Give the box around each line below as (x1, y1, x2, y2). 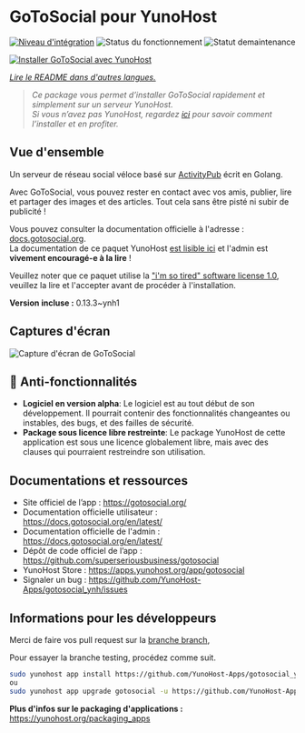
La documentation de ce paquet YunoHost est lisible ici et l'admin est (9, 243, 269, 254)
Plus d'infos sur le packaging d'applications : (9, 703, 183, 714)
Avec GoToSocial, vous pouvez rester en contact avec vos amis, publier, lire (9, 186, 292, 197)
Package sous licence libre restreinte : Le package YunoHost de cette (22, 427, 286, 438)
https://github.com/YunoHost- (88, 575, 202, 586)
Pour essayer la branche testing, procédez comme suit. (9, 652, 216, 663)
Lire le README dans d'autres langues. (9, 71, 156, 83)
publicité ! (9, 206, 47, 216)
